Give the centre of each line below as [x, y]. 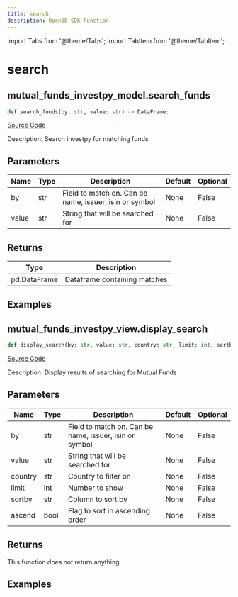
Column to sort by [98, 499]
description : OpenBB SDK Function [58, 21]
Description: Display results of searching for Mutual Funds [92, 372]
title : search [28, 14]
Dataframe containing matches [116, 279]
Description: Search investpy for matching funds [78, 139]
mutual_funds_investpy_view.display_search [108, 329]
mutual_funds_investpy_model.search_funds [109, 95]
